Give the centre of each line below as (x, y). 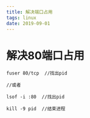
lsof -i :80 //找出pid (36, 97)
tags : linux (21, 18)
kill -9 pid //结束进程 (36, 109)
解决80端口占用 (46, 55)
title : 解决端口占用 (29, 12)
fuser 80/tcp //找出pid (37, 73)
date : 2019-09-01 (28, 23)
